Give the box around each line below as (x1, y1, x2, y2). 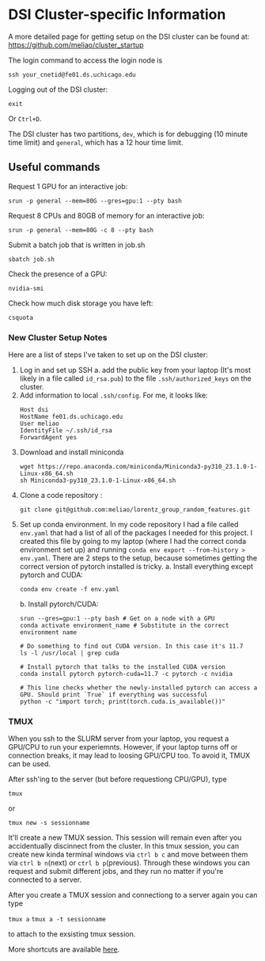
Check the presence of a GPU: (8, 269, 108, 279)
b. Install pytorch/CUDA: (19, 599, 99, 609)
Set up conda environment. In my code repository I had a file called (19, 520, 239, 530)
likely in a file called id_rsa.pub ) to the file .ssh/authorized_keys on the (19, 374, 252, 383)
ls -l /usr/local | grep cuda (19, 649, 120, 658)
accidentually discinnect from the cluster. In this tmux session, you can (8, 841, 240, 851)
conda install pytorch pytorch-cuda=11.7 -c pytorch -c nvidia (19, 670, 233, 678)
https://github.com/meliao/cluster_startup (8, 40, 144, 49)
